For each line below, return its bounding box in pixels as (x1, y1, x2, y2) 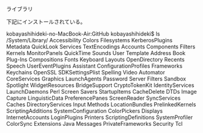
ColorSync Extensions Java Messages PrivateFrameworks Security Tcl (6, 120, 183, 127)
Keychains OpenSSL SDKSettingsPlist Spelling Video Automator (6, 69, 165, 76)
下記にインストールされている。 (6, 18, 86, 25)
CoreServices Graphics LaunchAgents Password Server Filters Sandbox (6, 75, 187, 82)
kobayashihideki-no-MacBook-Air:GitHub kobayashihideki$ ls (6, 30, 161, 37)
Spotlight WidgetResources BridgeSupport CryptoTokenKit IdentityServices (6, 82, 195, 89)
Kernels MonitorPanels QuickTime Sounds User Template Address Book (6, 50, 186, 56)
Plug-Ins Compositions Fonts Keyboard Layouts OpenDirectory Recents (6, 56, 185, 63)
